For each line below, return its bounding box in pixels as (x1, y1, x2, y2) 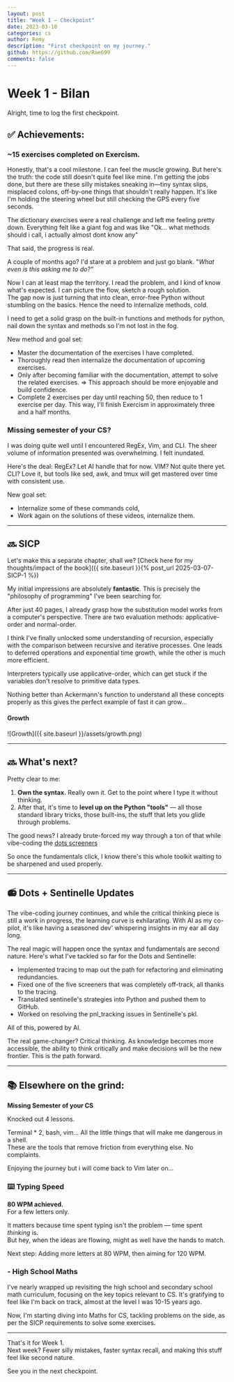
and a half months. (17, 408, 72, 417)
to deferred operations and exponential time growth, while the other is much (7, 649, 226, 657)
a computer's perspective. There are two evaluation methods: (7, 613, 185, 621)
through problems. (17, 818, 71, 826)
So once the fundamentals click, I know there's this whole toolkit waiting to (7, 852, 222, 860)
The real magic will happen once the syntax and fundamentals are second (7, 945, 220, 953)
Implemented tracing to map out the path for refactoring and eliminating (17, 965, 224, 974)
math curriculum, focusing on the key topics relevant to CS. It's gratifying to (7, 1290, 225, 1298)
